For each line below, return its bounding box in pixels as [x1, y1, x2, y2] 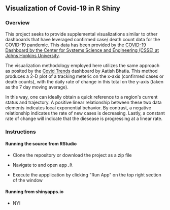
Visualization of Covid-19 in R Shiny [5, 4, 120, 13]
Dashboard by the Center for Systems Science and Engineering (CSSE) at [5, 47, 159, 53]
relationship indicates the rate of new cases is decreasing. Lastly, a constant [5, 110, 165, 116]
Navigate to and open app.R [12, 162, 73, 168]
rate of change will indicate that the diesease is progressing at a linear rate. [5, 115, 163, 122]
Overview [5, 19, 30, 26]
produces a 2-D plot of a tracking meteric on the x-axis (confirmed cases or [5, 73, 164, 79]
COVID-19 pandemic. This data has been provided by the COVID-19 [5, 42, 146, 48]
